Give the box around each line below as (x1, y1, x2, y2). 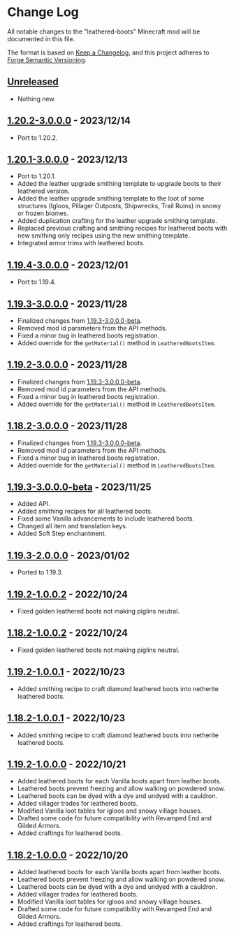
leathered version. (17, 187, 70, 196)
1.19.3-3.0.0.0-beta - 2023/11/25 (7, 481, 152, 493)
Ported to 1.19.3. (17, 568, 63, 577)
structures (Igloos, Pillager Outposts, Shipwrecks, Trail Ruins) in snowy (17, 202, 221, 210)
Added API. (17, 500, 50, 508)
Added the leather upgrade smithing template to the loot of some (17, 194, 205, 203)
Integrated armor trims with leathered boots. (17, 239, 145, 247)
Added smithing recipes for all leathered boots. (17, 507, 153, 516)
